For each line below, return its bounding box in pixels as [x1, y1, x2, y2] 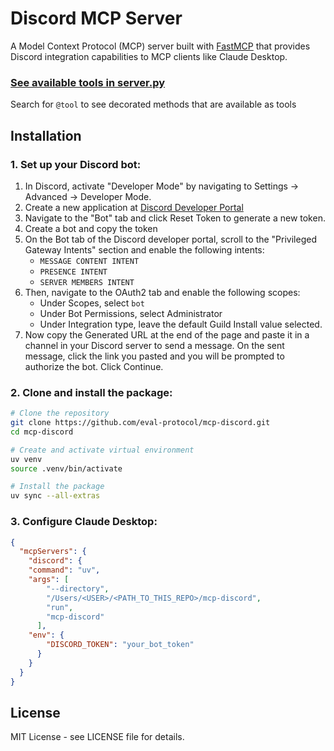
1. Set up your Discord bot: [10, 157, 142, 171]
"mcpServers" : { [19, 547, 87, 557]
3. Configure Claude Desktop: [10, 515, 158, 529]
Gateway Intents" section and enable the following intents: [24, 243, 265, 256]
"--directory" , [46, 583, 110, 594]
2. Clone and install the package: [10, 385, 173, 399]
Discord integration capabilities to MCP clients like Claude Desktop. [10, 50, 288, 62]
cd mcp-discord [10, 427, 74, 437]
